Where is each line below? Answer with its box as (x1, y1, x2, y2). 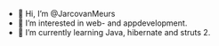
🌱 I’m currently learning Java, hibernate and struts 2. (17, 27, 211, 37)
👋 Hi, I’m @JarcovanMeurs (17, 9, 116, 19)
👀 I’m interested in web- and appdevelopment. (17, 18, 188, 28)
